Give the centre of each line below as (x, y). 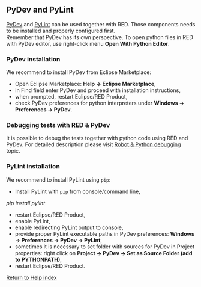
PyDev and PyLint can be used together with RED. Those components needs (101, 24)
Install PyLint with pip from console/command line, (78, 191)
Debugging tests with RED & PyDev (58, 125)
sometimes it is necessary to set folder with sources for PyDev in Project (105, 247)
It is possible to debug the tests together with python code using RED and (97, 138)
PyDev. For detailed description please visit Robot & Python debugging (94, 144)
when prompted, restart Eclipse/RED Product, (71, 97)
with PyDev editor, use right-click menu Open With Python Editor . (88, 43)
